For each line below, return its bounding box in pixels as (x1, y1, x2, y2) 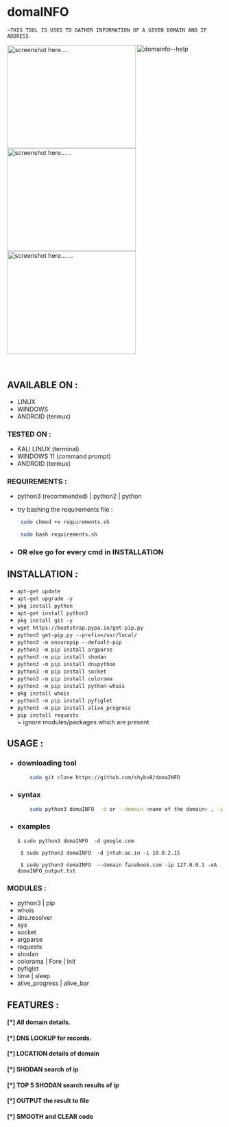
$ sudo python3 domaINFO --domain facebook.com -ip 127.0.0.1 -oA (20, 862, 217, 868)
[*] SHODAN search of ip (7, 1065, 79, 1073)
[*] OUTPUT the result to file (7, 1097, 89, 1105)
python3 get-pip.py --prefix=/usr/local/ (16, 632, 137, 639)
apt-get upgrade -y (16, 595, 73, 602)
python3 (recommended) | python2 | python (16, 492, 142, 501)
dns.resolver (16, 914, 53, 922)
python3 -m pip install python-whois (16, 683, 125, 689)
